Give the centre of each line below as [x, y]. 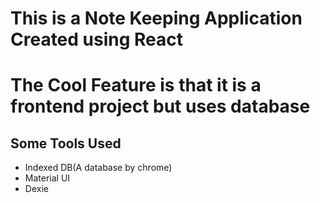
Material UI [47, 178]
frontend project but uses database [160, 106]
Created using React [97, 39]
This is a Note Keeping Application [156, 18]
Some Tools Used [66, 143]
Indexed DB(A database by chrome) [98, 168]
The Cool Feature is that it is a [136, 85]
